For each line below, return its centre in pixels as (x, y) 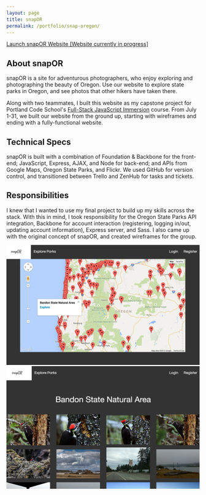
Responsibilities (38, 195)
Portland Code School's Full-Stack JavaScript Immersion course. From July (101, 110)
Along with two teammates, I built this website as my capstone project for (99, 103)
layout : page (23, 13)
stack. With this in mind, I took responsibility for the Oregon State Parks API (101, 217)
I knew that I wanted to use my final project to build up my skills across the (101, 210)
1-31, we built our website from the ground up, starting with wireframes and (101, 116)
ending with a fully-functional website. (55, 123)
